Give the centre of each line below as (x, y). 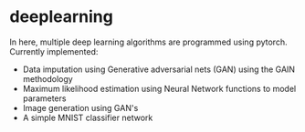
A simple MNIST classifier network (88, 117)
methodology (47, 78)
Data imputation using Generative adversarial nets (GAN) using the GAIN (158, 69)
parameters (44, 98)
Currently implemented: (54, 51)
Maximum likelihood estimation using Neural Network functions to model (159, 88)
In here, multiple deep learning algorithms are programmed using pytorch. (148, 42)
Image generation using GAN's (80, 107)
